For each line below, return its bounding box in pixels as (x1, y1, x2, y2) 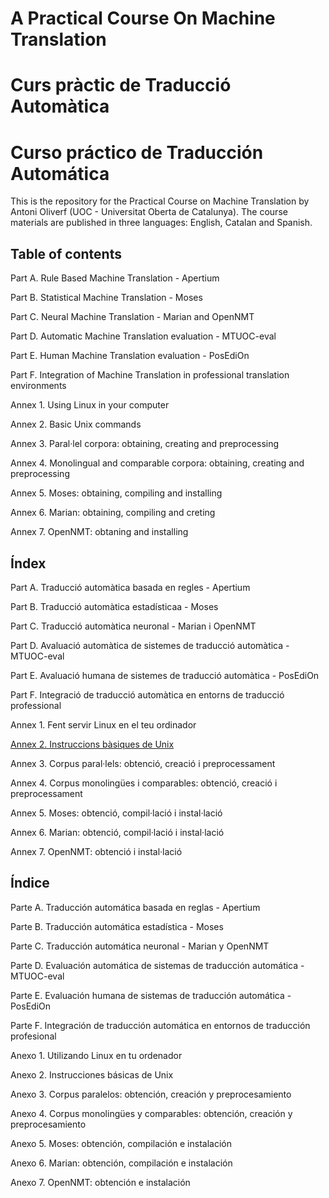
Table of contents (10, 245, 122, 262)
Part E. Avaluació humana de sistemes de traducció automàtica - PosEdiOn (10, 669, 320, 681)
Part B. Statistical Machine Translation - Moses (10, 292, 203, 304)
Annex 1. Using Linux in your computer (10, 399, 170, 411)
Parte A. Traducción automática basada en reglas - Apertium (10, 901, 261, 913)
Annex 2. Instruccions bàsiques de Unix (10, 738, 175, 750)
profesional (10, 1030, 57, 1042)
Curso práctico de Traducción (10, 141, 264, 164)
